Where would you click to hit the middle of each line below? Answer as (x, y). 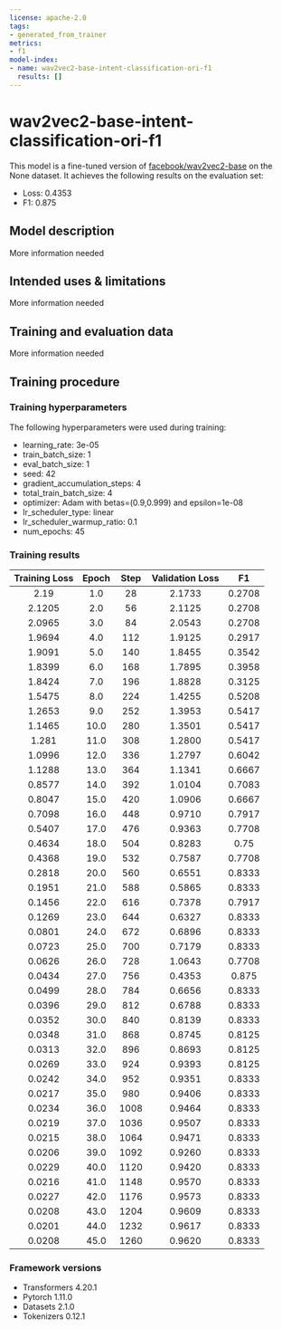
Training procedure (65, 382)
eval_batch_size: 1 (56, 464)
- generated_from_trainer (58, 34)
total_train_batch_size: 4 (67, 492)
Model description (62, 231)
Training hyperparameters (68, 407)
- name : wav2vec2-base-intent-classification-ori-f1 (111, 69)
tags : (19, 26)
